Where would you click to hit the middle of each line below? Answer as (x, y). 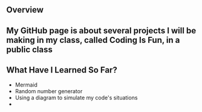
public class (30, 49)
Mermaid (26, 85)
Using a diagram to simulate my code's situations (76, 97)
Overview (25, 10)
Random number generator (49, 91)
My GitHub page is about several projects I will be (101, 31)
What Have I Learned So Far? (62, 70)
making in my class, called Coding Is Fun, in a (93, 40)
